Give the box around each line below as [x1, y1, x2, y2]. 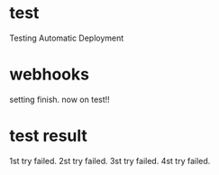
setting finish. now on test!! [9, 94, 110, 105]
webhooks [9, 64, 90, 85]
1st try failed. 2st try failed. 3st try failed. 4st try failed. [9, 155, 211, 166]
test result [9, 125, 87, 146]
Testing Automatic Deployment [9, 32, 124, 43]
